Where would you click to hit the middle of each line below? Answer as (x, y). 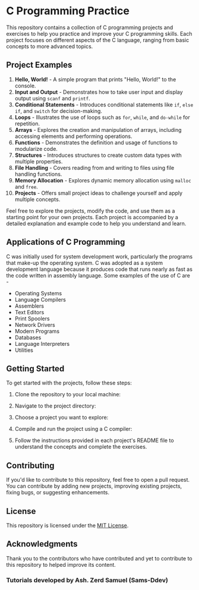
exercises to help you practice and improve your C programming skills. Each (99, 33)
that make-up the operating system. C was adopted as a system (85, 263)
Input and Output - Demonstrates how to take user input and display (99, 92)
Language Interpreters (42, 343)
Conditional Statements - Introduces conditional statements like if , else (104, 105)
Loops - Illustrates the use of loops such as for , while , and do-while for (102, 117)
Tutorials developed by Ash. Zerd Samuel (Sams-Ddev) (87, 580)
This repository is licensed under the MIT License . (67, 525)
